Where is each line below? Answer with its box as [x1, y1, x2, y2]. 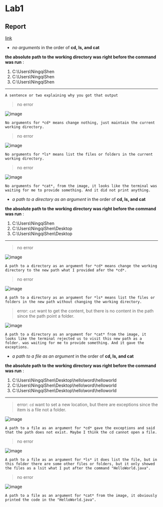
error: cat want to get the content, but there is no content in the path [16, 308, 154, 314]
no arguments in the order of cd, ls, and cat [12, 45, 100, 50]
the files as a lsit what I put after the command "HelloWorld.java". [5, 466, 151, 471]
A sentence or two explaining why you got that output [5, 93, 118, 98]
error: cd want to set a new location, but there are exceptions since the [16, 402, 158, 407]
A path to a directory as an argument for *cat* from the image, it [5, 332, 147, 337]
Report [5, 22, 26, 31]
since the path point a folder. [16, 313, 74, 319]
